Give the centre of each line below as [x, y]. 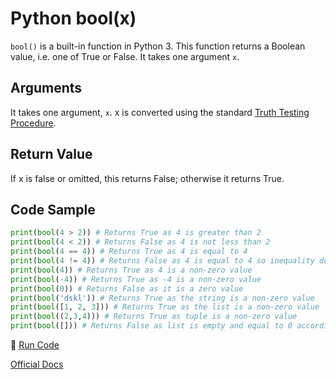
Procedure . [33, 123]
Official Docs [37, 364]
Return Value [51, 154]
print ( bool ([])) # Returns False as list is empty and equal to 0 [151, 326]
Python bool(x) [73, 18]
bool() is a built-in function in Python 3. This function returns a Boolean [158, 46]
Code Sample [53, 209]
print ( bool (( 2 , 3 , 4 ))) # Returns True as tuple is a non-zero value [154, 317]
